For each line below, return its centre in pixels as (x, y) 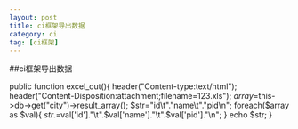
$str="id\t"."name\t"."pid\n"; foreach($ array (210, 105)
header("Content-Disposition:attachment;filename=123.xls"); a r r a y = (134, 96)
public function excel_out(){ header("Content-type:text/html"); (123, 86)
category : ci (33, 34)
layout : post (33, 17)
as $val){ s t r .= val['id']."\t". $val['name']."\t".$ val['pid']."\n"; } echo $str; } (141, 115)
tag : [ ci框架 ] (34, 42)
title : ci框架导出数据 (47, 26)
